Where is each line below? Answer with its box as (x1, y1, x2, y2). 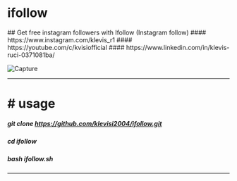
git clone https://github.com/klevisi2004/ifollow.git (7, 119, 162, 127)
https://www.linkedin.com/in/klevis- (126, 43, 230, 51)
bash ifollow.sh (7, 155, 54, 163)
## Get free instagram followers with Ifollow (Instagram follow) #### (7, 28, 207, 37)
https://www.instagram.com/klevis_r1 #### (7, 35, 133, 44)
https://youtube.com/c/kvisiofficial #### (7, 43, 125, 51)
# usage (7, 96, 56, 112)
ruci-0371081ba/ (7, 51, 55, 59)
